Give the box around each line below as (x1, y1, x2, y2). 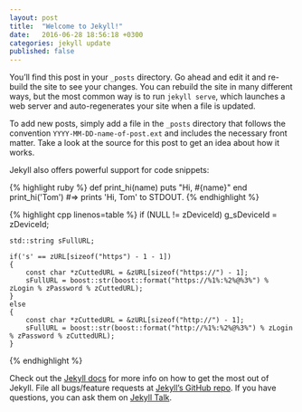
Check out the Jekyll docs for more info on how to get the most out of (9, 373, 269, 384)
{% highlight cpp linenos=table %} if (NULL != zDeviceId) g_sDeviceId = (9, 209, 278, 220)
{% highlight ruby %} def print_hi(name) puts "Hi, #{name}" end (9, 182, 248, 193)
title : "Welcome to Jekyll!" (9, 22, 124, 31)
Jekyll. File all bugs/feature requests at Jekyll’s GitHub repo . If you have (9, 382, 277, 394)
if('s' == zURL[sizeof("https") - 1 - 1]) (9, 253, 172, 262)
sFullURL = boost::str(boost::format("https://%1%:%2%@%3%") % (25, 276, 269, 285)
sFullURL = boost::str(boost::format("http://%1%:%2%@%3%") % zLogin (25, 323, 294, 333)
